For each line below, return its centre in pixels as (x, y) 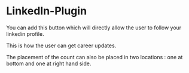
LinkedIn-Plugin (47, 11)
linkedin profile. (25, 34)
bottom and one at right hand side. (49, 63)
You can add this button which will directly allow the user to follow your (94, 28)
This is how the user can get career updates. (61, 45)
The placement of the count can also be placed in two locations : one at (94, 57)
